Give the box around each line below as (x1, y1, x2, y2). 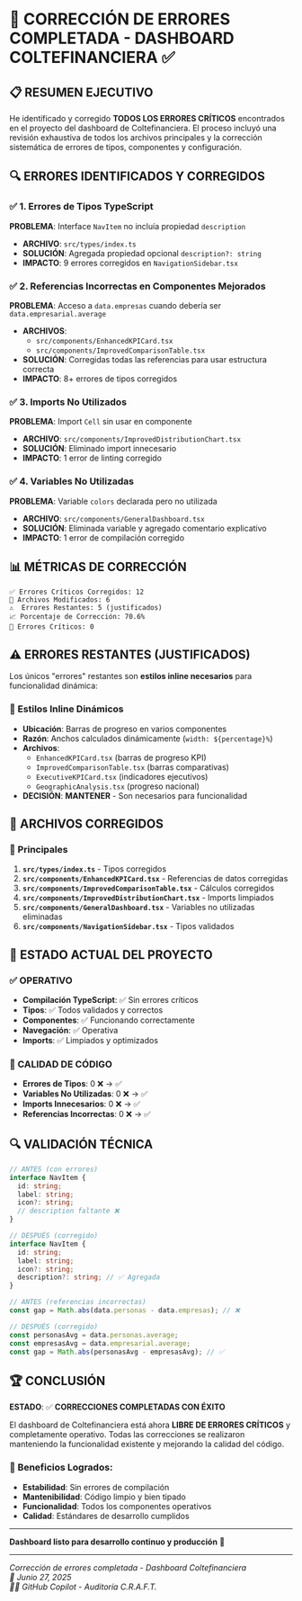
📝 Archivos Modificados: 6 (9, 595, 111, 604)
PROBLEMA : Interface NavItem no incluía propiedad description (9, 220, 246, 231)
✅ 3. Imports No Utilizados (9, 396, 128, 408)
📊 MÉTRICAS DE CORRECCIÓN (9, 559, 187, 575)
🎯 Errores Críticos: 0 (9, 622, 94, 631)
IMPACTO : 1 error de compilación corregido (22, 532, 185, 543)
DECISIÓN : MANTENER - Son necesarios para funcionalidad (22, 790, 247, 800)
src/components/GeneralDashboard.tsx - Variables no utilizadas (22, 902, 255, 913)
